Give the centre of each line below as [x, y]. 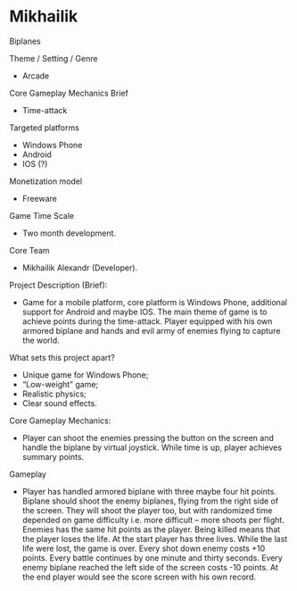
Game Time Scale [41, 215]
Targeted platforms [45, 128]
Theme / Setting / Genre [54, 58]
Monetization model [46, 181]
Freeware [40, 198]
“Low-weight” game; [60, 384]
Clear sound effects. [60, 403]
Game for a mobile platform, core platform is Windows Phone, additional [155, 302]
